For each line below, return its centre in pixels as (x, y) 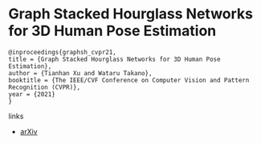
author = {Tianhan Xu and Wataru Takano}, (80, 73)
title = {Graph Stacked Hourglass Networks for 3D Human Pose (114, 59)
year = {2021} (32, 94)
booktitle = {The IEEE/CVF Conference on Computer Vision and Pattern (129, 80)
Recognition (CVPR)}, (45, 87)
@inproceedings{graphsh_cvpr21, (62, 52)
